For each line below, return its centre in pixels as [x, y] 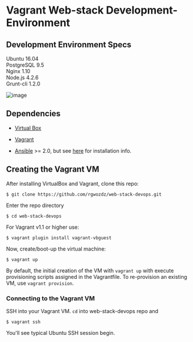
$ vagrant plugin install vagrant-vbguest [59, 238]
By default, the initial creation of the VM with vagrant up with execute [90, 270]
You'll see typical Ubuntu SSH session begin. [61, 333]
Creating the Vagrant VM [53, 170]
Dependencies [33, 114]
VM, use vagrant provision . [40, 283]
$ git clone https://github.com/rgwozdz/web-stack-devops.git [84, 194]
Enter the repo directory [35, 205]
